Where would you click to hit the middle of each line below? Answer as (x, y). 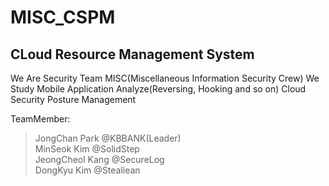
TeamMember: (40, 119)
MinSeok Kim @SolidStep (87, 149)
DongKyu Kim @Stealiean (87, 170)
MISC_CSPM (63, 17)
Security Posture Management (73, 99)
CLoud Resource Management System (132, 54)
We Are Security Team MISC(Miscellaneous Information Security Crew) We (165, 78)
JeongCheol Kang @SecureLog (99, 159)
